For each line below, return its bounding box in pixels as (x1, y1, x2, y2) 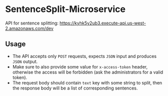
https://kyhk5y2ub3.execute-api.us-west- (59, 20, 146, 26)
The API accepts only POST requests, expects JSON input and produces (12, 53, 157, 59)
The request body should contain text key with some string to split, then (12, 79, 162, 85)
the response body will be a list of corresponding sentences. (12, 85, 138, 91)
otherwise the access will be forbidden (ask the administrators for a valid (12, 69, 163, 75)
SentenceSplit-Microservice (5, 3, 126, 15)
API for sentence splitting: (5, 20, 59, 26)
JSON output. (12, 58, 38, 64)
